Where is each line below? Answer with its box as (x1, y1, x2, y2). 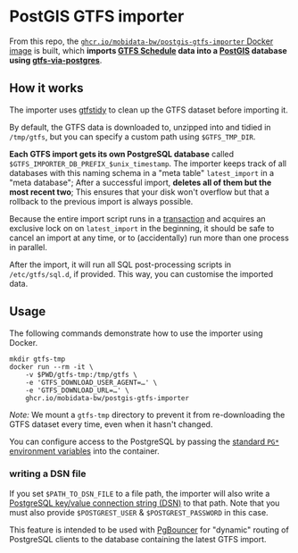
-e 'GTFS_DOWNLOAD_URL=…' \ (25, 386, 129, 395)
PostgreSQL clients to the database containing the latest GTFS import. (9, 533, 267, 544)
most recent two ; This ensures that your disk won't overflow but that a (9, 186, 269, 197)
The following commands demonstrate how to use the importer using (9, 328, 263, 339)
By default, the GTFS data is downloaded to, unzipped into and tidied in (9, 121, 271, 132)
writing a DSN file (9, 467, 87, 480)
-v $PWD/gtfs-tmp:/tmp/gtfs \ (25, 370, 138, 379)
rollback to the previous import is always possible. (9, 196, 194, 206)
